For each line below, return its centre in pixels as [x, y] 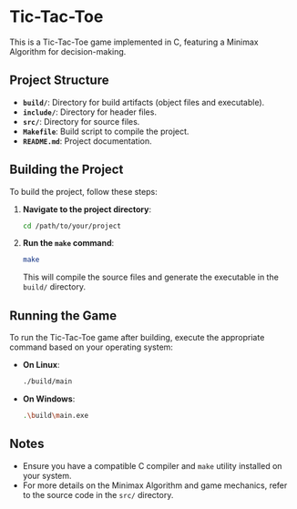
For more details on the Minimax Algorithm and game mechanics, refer [155, 485]
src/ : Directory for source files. [81, 121]
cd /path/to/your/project [72, 226]
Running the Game [63, 316]
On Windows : [49, 399]
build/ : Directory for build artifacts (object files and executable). [143, 102]
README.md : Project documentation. [87, 141]
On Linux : [41, 365]
